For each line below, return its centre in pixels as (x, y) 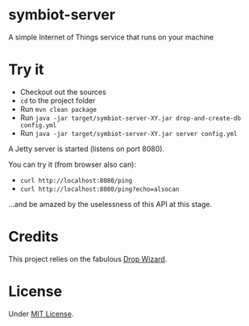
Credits (33, 237)
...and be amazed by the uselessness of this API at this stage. (110, 204)
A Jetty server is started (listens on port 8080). (87, 149)
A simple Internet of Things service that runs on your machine (111, 37)
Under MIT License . (41, 314)
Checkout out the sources (63, 92)
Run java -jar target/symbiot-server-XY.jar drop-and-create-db (131, 118)
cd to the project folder (58, 100)
